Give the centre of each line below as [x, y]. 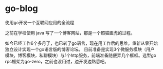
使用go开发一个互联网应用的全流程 [40, 22]
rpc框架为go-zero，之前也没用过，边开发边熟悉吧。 [57, 61]
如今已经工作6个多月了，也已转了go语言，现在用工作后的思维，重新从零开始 [81, 43]
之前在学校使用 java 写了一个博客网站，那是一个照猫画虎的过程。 [70, 33]
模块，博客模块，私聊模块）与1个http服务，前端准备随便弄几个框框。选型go [81, 55]
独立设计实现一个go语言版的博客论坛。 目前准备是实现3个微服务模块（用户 [80, 49]
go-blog [22, 9]
